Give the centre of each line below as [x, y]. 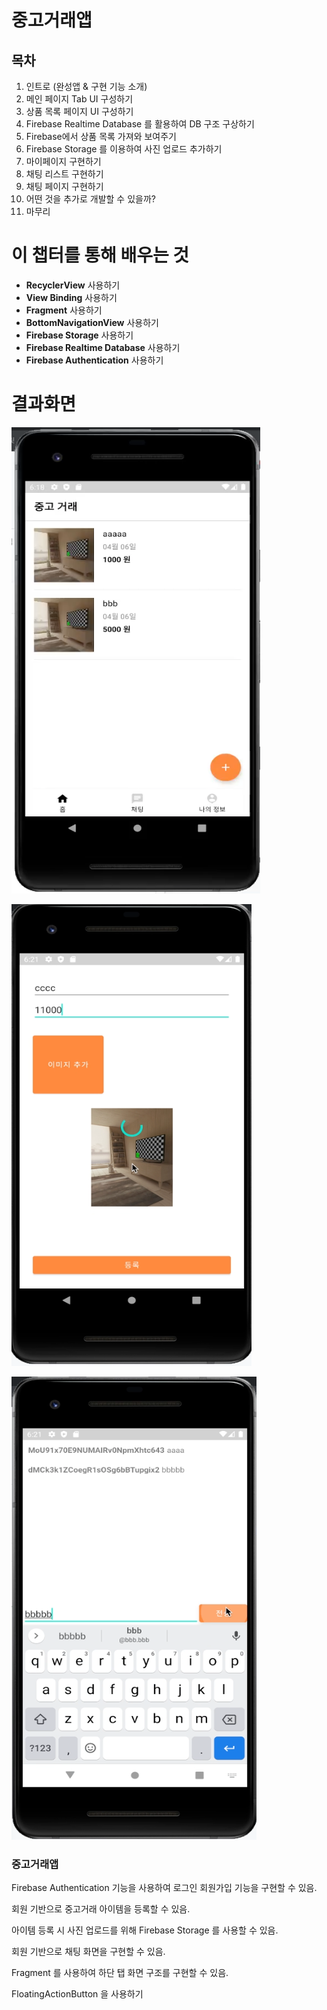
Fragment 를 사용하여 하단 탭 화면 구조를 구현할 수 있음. [120, 1973]
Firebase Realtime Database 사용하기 [103, 347]
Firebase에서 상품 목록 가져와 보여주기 [101, 136]
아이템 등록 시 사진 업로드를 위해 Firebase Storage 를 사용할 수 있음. [145, 1930]
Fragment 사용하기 [64, 310]
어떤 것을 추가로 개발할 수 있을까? [90, 199]
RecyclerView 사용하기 [73, 285]
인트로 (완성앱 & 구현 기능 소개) [86, 86]
